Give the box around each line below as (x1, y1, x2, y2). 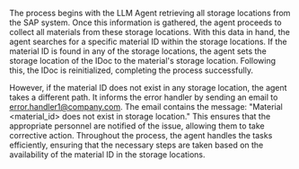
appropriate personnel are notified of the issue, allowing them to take (9, 120, 265, 131)
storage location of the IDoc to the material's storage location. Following (9, 56, 277, 66)
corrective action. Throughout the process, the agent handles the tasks (9, 130, 273, 140)
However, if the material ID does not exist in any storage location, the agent (9, 83, 287, 93)
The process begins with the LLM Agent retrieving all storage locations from (9, 8, 291, 18)
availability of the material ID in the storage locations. (9, 149, 206, 160)
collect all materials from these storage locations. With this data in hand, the (9, 27, 290, 37)
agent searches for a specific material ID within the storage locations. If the (9, 36, 287, 47)
